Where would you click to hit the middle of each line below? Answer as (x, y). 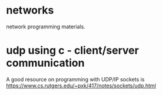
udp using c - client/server (73, 50)
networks (30, 10)
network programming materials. (46, 27)
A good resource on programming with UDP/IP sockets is (75, 79)
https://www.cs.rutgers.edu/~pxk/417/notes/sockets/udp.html (81, 86)
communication (45, 63)
